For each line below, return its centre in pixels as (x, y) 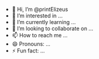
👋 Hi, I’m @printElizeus (40, 9)
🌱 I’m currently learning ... (44, 22)
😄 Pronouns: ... (31, 44)
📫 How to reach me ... (40, 35)
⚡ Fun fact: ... (28, 51)
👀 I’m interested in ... (37, 16)
